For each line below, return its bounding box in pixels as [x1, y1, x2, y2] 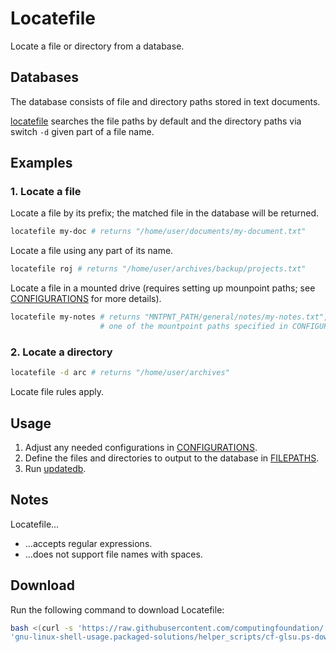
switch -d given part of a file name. [10, 125, 155, 137]
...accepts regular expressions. [24, 537, 153, 549]
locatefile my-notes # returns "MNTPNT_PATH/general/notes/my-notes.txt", [10, 312, 329, 322]
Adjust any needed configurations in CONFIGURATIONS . [24, 441, 258, 453]
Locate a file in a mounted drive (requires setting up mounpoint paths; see [10, 282, 316, 294]
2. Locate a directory [10, 345, 113, 359]
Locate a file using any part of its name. [10, 245, 174, 257]
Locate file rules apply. [10, 386, 105, 398]
